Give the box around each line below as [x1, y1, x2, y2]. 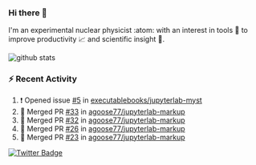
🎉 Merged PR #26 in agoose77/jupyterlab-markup [19, 123, 186, 133]
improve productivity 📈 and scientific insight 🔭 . [8, 34, 165, 44]
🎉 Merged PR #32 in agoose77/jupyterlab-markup [19, 115, 186, 125]
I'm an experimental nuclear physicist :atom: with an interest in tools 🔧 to [8, 26, 249, 35]
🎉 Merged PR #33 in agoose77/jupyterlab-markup [19, 107, 186, 116]
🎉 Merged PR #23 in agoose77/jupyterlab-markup [19, 132, 186, 142]
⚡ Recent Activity [8, 74, 78, 85]
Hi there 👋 [8, 7, 48, 18]
